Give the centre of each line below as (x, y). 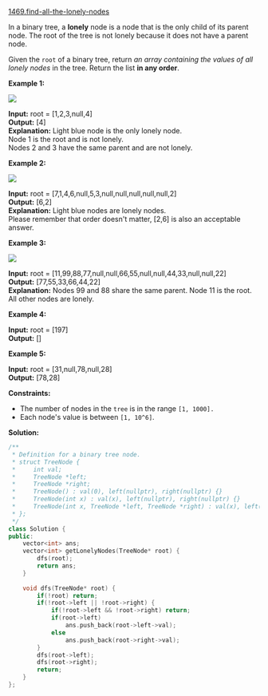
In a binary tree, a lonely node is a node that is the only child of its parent (128, 27)
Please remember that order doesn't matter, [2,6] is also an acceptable (124, 219)
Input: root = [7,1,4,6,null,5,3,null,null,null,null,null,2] (93, 194)
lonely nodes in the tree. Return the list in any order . (94, 68)
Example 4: (27, 314)
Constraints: (30, 393)
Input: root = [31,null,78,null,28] (60, 369)
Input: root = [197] (38, 330)
